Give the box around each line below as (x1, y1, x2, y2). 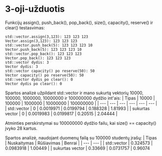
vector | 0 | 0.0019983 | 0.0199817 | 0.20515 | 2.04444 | (5, 111, 118, 116)
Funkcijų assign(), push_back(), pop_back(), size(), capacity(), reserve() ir (5, 20, 153, 25)
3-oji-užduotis (5, 3, 65, 15)
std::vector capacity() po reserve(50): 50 (5, 68, 95, 73)
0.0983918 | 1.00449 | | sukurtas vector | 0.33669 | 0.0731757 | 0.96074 (5, 145, 150, 151)
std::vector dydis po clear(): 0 (5, 77, 73, 82)
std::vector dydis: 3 (5, 60, 49, 65)
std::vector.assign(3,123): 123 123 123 (5, 34, 89, 39)
